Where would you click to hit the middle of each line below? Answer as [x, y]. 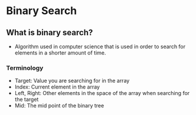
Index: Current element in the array [57, 87]
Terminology [25, 67]
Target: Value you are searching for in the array [72, 81]
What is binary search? [50, 33]
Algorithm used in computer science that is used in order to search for [100, 46]
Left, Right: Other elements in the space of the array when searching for [102, 93]
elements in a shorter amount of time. [60, 53]
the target [27, 99]
